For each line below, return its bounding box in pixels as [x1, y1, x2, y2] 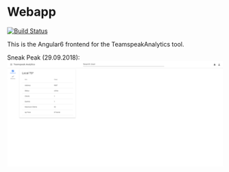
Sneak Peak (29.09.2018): [7, 53, 80, 62]
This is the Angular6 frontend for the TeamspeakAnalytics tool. [7, 40, 184, 48]
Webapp [7, 4, 56, 20]
